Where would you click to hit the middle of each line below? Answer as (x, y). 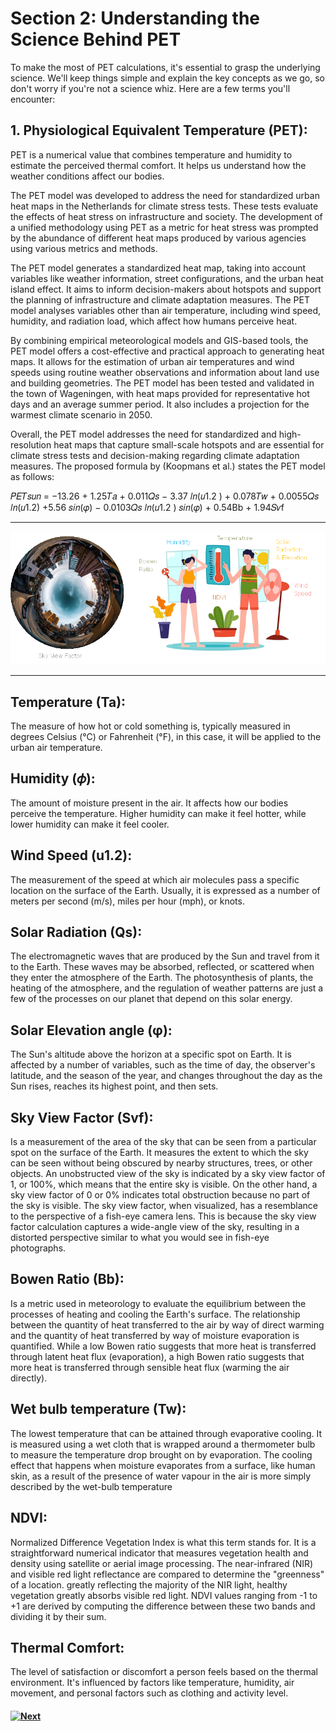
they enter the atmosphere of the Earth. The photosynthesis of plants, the (162, 978)
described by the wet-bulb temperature (91, 1486)
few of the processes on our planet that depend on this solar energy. (151, 999)
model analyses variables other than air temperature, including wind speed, (166, 310)
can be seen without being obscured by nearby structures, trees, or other (161, 1163)
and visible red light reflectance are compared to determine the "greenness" (167, 1574)
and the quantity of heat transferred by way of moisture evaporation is (155, 1335)
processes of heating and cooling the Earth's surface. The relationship (155, 1314)
